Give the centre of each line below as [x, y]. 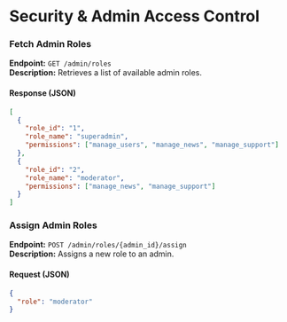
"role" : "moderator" [55, 302]
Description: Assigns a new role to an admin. [92, 254]
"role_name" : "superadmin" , [77, 137]
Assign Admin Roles [53, 225]
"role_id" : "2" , [55, 169]
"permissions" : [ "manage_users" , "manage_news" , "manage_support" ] [152, 145]
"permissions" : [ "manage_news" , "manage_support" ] [120, 186]
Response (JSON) [43, 93]
